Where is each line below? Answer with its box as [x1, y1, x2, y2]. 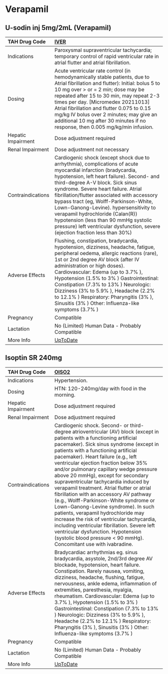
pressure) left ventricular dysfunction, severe [54, 223, 160, 229]
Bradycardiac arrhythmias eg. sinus [54, 548, 138, 555]
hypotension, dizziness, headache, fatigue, [54, 243, 155, 250]
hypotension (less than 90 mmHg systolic [54, 216, 152, 223]
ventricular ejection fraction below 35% [54, 459, 147, 466]
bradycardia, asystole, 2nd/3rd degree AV [54, 555, 153, 562]
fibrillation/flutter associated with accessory [54, 191, 158, 198]
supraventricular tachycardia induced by [54, 478, 149, 485]
